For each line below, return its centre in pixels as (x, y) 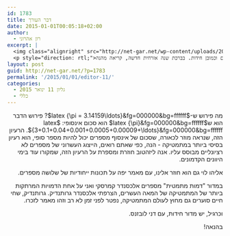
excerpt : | (23, 45)
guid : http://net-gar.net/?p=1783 (56, 70)
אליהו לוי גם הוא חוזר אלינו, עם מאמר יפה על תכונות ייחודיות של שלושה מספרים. (120, 172)
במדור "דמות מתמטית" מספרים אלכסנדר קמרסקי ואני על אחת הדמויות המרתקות (119, 186)
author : (18, 32)
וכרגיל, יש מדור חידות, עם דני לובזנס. (176, 213)
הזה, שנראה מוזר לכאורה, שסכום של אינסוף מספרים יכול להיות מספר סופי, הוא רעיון (116, 137)
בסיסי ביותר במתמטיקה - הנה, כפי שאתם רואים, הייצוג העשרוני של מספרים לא (122, 145)
